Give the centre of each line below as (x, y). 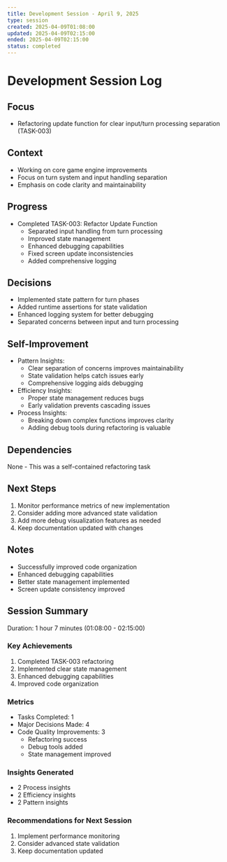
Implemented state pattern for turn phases (78, 300)
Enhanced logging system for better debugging (85, 314)
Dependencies (39, 450)
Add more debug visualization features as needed (89, 520)
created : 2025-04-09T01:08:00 (51, 27)
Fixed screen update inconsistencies (81, 253)
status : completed (34, 46)
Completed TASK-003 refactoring (65, 661)
